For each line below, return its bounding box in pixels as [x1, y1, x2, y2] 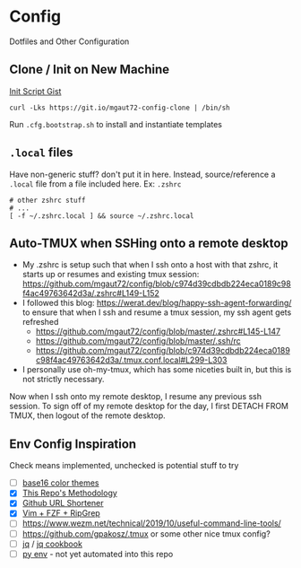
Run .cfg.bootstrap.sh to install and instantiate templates [9, 118, 222, 129]
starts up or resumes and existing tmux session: [21, 269, 200, 280]
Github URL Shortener [21, 498, 104, 509]
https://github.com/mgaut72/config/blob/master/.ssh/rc [35, 336, 242, 346]
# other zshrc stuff [9, 196, 87, 205]
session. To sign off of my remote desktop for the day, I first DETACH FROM [9, 401, 289, 412]
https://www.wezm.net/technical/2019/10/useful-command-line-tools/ [21, 518, 282, 529]
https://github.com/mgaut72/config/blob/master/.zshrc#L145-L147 [35, 326, 280, 337]
